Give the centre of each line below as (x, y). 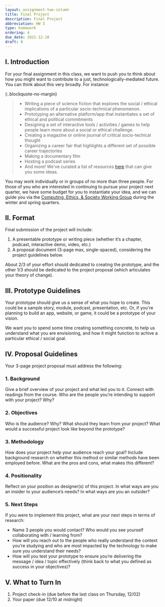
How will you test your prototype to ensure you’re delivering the (77, 556)
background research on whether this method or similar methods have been (82, 457)
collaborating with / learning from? (47, 535)
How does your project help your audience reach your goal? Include (74, 452)
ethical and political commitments (59, 119)
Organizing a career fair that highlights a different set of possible (90, 145)
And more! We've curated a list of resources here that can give (88, 167)
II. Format (20, 218)
